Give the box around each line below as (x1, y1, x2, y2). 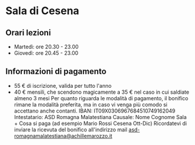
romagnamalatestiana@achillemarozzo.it (14, 132, 113, 139)
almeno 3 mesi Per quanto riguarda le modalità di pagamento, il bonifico (14, 94, 189, 101)
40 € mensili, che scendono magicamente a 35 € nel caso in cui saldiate (14, 88, 189, 95)
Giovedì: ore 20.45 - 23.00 (14, 50, 79, 57)
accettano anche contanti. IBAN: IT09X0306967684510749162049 (14, 107, 176, 114)
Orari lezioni (5, 28, 51, 38)
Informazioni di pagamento (5, 67, 107, 77)
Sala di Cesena (5, 4, 80, 18)
